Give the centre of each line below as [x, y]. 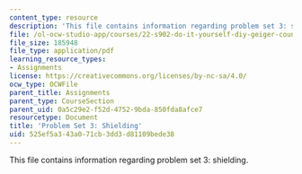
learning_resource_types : [58, 59]
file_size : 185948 [44, 43]
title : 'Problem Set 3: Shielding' [76, 126]
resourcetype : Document [54, 117]
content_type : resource [54, 17]
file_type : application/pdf [62, 51]
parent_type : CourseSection [62, 101]
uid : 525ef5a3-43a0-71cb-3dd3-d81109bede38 [92, 135]
